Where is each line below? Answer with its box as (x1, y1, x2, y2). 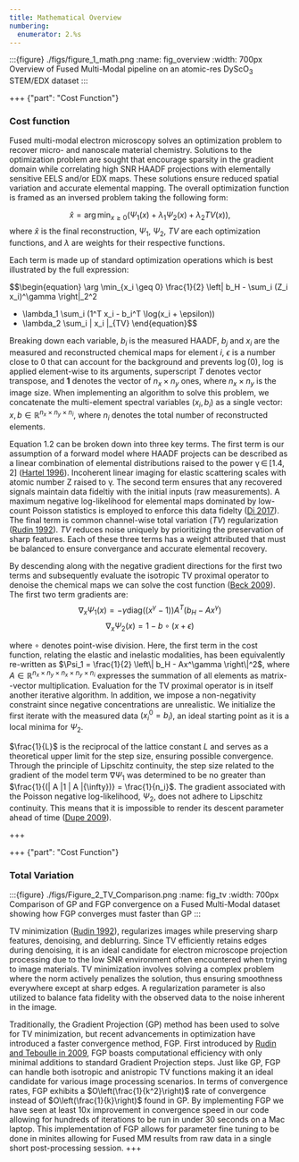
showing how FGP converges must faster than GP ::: (9, 908, 202, 919)
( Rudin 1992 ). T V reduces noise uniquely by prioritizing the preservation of (9, 524, 284, 535)
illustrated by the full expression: (9, 265, 129, 276)
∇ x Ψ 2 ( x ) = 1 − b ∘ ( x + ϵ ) (105, 621, 195, 633)
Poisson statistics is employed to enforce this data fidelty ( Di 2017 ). (32, 505, 279, 515)
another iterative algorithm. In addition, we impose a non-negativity (9, 690, 257, 700)
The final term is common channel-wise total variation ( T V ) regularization (9, 514, 278, 525)
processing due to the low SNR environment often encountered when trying (9, 954, 287, 964)
